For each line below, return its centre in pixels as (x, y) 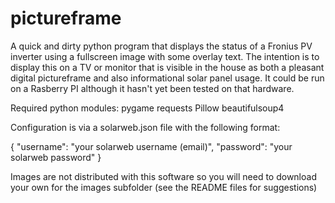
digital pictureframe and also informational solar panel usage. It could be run (167, 78)
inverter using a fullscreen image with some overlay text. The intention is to (165, 56)
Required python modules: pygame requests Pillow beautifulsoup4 (147, 108)
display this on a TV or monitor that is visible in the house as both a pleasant (167, 67)
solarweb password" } (56, 157)
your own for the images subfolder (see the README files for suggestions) (164, 187)
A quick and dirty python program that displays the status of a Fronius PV (161, 46)
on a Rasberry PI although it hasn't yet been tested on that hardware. (152, 88)
